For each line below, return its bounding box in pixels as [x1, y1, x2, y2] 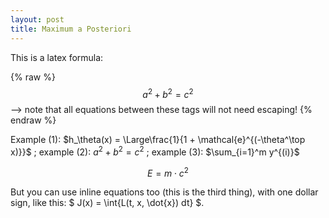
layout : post [10, 14, 65, 25]
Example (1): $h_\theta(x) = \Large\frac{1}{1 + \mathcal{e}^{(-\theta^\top [10, 134, 306, 146]
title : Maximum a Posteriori [10, 24, 132, 34]
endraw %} [10, 114, 57, 126]
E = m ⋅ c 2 [147, 165, 189, 179]
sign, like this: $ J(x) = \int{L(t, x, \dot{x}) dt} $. [10, 197, 205, 209]
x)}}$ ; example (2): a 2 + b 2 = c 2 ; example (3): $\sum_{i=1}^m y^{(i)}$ [10, 144, 300, 158]
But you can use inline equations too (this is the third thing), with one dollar [10, 186, 319, 198]
